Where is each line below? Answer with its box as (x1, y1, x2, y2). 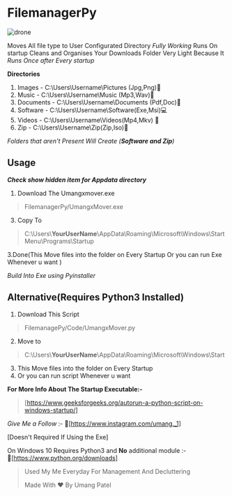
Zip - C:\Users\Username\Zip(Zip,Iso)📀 (17, 123, 129, 132)
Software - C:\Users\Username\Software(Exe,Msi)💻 (17, 106, 167, 114)
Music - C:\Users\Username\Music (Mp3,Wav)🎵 (17, 91, 155, 99)
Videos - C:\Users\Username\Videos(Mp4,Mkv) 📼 (17, 116, 160, 124)
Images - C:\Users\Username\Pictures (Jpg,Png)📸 (17, 83, 162, 91)
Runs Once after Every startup (7, 56, 95, 64)
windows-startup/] (24, 405, 78, 414)
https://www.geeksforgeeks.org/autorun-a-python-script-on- (26, 398, 203, 407)
